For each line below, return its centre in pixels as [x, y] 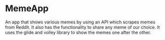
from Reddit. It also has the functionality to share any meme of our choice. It [82, 27]
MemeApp [27, 9]
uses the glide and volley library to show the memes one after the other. [78, 32]
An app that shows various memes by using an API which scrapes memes [80, 22]
